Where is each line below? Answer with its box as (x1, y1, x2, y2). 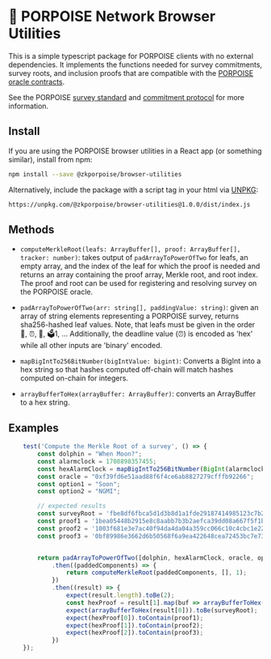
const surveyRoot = (37, 510, 103, 518)
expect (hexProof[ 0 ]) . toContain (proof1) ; (65, 614, 204, 622)
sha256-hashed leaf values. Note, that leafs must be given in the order (19, 320, 256, 329)
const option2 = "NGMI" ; (37, 488, 121, 496)
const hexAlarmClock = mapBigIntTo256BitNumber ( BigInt (37, 464, 226, 473)
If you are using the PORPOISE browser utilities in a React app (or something (8, 145, 262, 156)
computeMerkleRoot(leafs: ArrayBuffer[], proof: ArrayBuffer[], (19, 246, 241, 254)
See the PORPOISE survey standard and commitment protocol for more (8, 92, 244, 102)
